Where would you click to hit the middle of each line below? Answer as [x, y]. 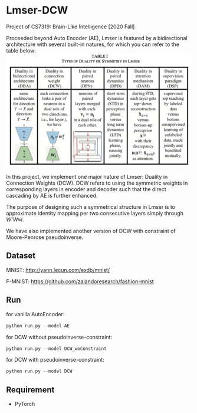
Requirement [30, 390]
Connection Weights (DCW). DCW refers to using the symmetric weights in [97, 183]
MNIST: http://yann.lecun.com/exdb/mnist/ [58, 270]
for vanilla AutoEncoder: [35, 314]
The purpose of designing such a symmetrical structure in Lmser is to [91, 207]
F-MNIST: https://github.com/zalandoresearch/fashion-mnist [80, 281]
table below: [21, 50]
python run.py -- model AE [38, 326]
